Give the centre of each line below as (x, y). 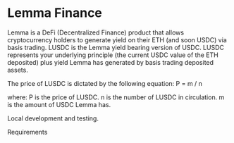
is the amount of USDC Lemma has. (59, 104)
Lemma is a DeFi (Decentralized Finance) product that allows (96, 32)
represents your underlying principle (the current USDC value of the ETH (113, 55)
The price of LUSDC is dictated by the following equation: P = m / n (105, 83)
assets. (18, 70)
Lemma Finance (55, 13)
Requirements (27, 132)
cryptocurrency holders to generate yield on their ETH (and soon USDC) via (117, 39)
